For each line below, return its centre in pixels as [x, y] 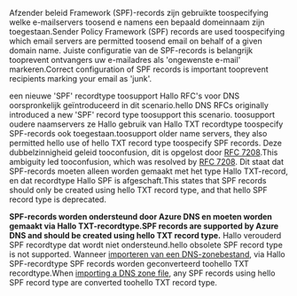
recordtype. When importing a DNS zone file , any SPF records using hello [142, 273]
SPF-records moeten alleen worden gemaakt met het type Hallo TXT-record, [148, 171]
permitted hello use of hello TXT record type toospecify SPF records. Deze [145, 143]
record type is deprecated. [58, 199]
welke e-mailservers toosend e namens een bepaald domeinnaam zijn [137, 22]
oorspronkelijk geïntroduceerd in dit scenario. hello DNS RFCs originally [139, 105]
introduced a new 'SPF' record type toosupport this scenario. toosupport [142, 115]
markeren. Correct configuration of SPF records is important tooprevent [139, 69]
